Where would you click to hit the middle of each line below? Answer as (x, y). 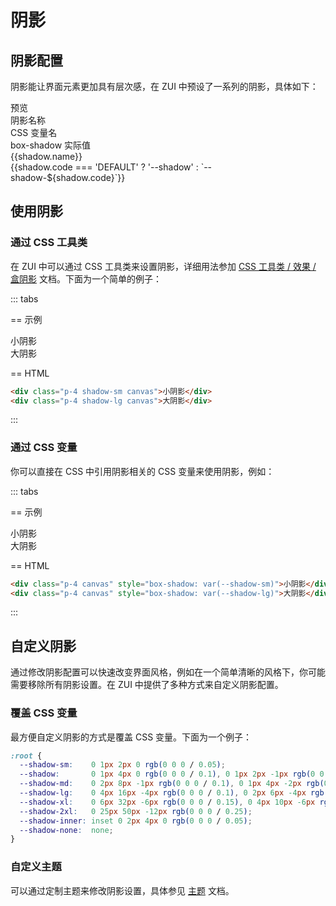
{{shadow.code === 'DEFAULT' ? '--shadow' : (104, 167)
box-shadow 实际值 (51, 145)
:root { (26, 756)
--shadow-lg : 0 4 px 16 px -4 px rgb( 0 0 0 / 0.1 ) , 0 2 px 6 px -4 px (163, 793)
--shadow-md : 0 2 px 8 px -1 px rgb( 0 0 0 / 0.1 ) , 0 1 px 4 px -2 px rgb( (172, 784)
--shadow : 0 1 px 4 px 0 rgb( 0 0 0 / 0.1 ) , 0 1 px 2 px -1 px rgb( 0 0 (172, 774)
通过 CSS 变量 (44, 448)
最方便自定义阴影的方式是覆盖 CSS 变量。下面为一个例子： (131, 737)
